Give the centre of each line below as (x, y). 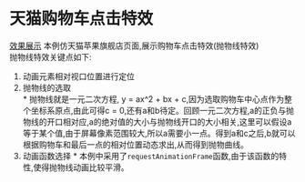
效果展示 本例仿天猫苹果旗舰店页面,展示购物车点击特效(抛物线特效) (134, 45)
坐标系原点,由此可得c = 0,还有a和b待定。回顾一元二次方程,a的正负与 (158, 110)
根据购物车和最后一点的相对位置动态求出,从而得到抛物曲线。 (135, 144)
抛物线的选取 (46, 87)
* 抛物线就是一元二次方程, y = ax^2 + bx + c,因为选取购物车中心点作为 (153, 99)
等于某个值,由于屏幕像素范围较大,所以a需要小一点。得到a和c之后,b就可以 (159, 133)
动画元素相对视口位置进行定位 (78, 76)
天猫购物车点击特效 (81, 19)
